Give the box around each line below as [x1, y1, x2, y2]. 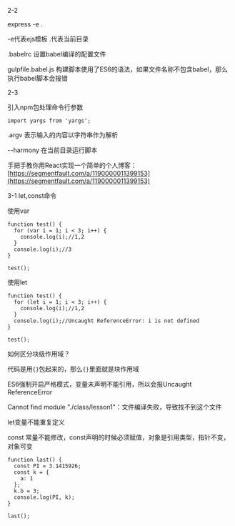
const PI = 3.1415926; [14, 462, 81, 470]
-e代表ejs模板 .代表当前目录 [7, 35, 89, 43]
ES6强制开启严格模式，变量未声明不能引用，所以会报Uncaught [7, 380, 192, 388]
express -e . [7, 20, 43, 28]
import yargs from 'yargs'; [7, 117, 91, 124]
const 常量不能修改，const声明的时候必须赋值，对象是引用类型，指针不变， [7, 433, 230, 442]
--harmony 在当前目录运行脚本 [7, 146, 98, 154]
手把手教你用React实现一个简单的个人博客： [7, 161, 137, 169]
